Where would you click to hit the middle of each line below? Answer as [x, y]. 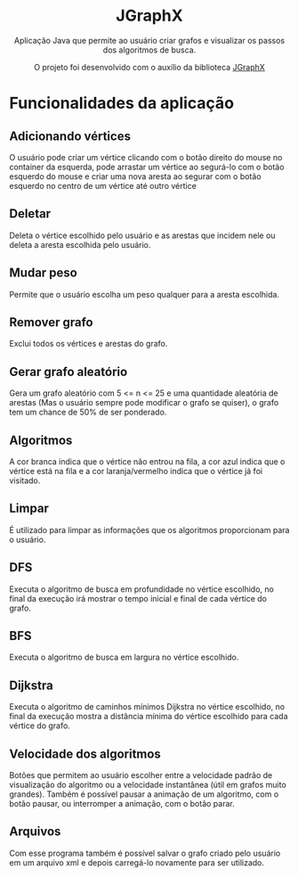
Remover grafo [51, 322]
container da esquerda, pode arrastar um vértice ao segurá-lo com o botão [147, 167]
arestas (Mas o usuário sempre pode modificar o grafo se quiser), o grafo [144, 403]
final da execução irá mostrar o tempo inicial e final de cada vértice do [138, 598]
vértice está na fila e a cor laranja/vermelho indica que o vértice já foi [136, 471]
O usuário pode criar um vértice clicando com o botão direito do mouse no [146, 157]
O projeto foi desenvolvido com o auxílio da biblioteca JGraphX [149, 67]
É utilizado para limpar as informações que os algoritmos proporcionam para [149, 529]
